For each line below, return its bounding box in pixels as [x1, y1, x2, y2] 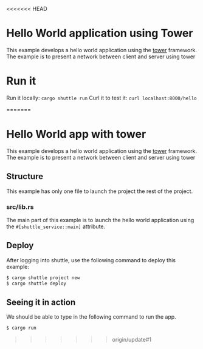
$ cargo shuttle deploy [6, 280, 67, 286]
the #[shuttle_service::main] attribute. [6, 223, 106, 230]
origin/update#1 [112, 336, 152, 344]
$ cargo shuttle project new [6, 274, 80, 281]
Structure [6, 171, 44, 181]
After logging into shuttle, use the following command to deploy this [6, 256, 176, 263]
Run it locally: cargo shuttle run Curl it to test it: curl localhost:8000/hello [6, 94, 197, 101]
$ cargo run [6, 325, 36, 331]
